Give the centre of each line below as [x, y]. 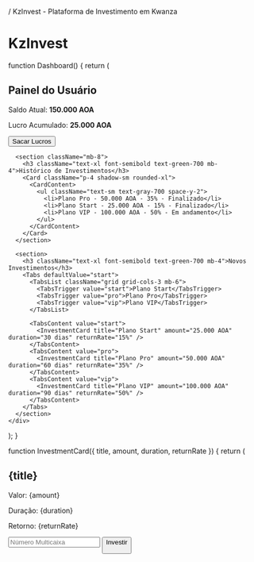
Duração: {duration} [41, 510]
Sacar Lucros [32, 141]
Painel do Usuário [53, 90]
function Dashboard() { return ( [59, 65]
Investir [117, 542]
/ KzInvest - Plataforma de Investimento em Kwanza [93, 12]
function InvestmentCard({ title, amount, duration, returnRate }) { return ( [127, 451]
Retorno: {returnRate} [43, 525]
